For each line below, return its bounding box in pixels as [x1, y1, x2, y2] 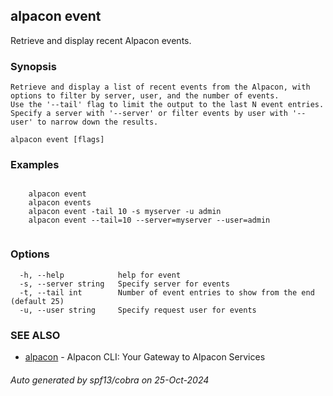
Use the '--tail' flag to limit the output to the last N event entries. [10, 100, 325, 110]
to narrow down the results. [36, 117, 159, 128]
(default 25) [10, 296, 65, 306]
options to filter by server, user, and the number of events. [10, 91, 280, 101]
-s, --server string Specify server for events [19, 279, 230, 289]
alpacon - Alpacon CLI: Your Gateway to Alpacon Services [24, 351, 266, 363]
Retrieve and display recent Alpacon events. [10, 34, 192, 46]
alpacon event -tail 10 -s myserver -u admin [28, 207, 222, 217]
